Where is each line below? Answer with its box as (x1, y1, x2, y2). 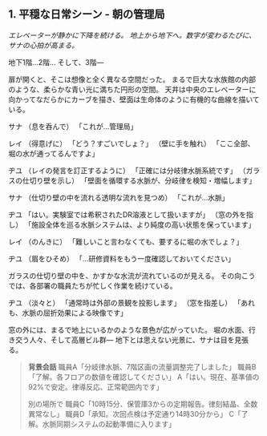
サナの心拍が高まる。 (8, 40, 79, 50)
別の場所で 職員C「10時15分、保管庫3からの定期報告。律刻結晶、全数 (27, 399, 258, 409)
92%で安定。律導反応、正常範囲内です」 (27, 381, 164, 391)
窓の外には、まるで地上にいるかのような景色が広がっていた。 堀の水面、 (8, 325, 249, 334)
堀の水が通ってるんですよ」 (8, 148, 99, 158)
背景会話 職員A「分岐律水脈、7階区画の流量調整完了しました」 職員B (27, 361, 257, 371)
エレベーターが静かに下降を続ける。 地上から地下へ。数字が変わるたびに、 (8, 30, 257, 40)
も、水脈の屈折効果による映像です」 (8, 308, 128, 317)
